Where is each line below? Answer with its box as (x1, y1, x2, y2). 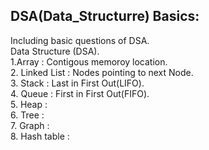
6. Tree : (10, 109, 45, 121)
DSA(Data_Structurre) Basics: (10, 8, 200, 25)
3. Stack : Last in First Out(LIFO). (10, 77, 145, 89)
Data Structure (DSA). (10, 45, 100, 57)
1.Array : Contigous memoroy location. (10, 55, 168, 68)
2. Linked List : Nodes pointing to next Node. (10, 66, 194, 78)
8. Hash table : (10, 130, 70, 142)
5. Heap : (10, 98, 48, 110)
